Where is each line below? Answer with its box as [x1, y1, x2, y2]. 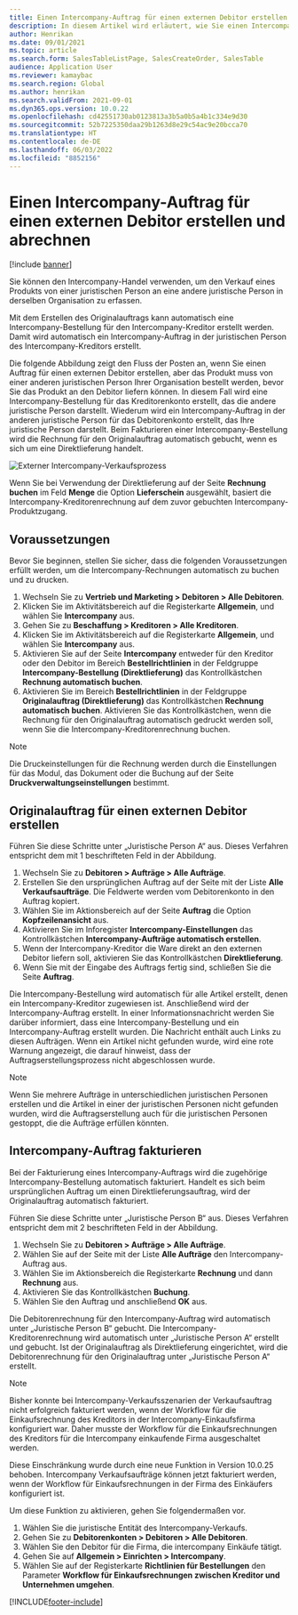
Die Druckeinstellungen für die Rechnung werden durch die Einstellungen [9, 758, 277, 770]
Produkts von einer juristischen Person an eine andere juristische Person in [9, 286, 284, 296]
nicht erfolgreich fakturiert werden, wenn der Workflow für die [9, 1404, 237, 1415]
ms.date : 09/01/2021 [9, 37, 86, 47]
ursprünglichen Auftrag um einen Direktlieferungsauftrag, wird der [9, 1185, 251, 1197]
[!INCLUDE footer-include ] [9, 1596, 104, 1607]
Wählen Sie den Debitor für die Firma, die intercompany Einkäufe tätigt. [21, 1541, 282, 1552]
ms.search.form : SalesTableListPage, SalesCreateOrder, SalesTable [9, 54, 264, 63]
